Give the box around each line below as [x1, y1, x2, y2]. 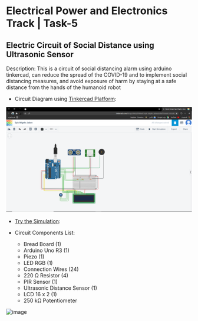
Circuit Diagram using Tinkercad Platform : [14, 96, 117, 102]
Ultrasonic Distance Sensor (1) [23, 284, 97, 291]
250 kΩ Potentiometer [23, 297, 78, 304]
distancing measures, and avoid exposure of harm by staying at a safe [6, 78, 177, 84]
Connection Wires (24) [23, 266, 79, 273]
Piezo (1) [23, 253, 45, 260]
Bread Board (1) [23, 240, 62, 247]
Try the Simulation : [14, 217, 61, 225]
